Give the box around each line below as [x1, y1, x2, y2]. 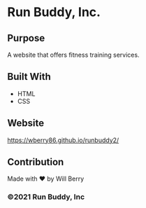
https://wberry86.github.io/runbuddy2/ [7, 136, 119, 144]
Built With [7, 71, 51, 83]
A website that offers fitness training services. [7, 50, 140, 59]
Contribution [7, 156, 64, 168]
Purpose [7, 32, 45, 44]
